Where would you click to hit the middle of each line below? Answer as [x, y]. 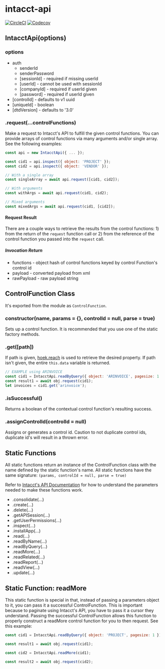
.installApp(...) [26, 531]
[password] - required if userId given [57, 94]
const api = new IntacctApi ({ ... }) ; [45, 153]
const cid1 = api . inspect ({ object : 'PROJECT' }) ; [58, 161]
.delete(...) [23, 510]
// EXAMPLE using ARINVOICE [34, 372]
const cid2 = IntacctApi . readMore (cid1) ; [48, 653]
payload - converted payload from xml [51, 273]
